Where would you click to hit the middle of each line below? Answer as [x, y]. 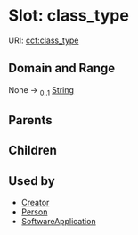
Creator [35, 203]
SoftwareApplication [58, 222]
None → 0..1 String [41, 91]
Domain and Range [62, 68]
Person [34, 212]
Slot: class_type [69, 16]
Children [32, 151]
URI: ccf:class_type [44, 40]
